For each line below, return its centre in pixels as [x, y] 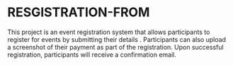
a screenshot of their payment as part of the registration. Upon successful [116, 47]
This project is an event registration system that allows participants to [109, 32]
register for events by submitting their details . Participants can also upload [117, 39]
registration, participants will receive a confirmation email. [92, 55]
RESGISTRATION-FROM [79, 12]
